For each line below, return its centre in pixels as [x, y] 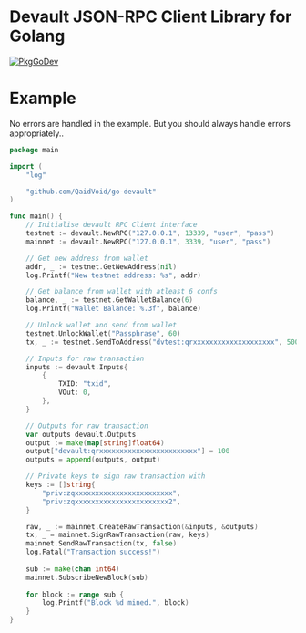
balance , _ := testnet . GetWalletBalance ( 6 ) [110, 300]
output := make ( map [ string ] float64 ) [96, 443]
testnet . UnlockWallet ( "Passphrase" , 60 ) [103, 333]
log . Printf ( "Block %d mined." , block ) [116, 603]
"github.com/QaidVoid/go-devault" [91, 192]
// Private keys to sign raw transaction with [116, 476]
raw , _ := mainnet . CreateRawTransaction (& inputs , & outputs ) [142, 526]
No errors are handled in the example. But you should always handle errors [150, 123]
